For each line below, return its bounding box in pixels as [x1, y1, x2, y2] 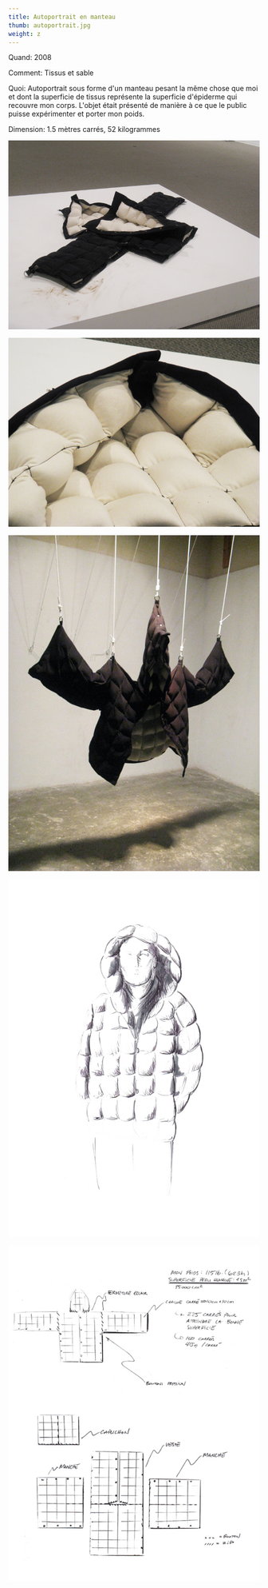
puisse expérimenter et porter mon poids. [8, 109, 145, 119]
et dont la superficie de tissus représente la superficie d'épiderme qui [8, 92, 238, 102]
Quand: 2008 [8, 53, 52, 62]
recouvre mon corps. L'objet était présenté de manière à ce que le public [8, 101, 247, 110]
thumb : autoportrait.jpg [8, 21, 91, 30]
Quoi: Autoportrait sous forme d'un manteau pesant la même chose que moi [8, 84, 258, 94]
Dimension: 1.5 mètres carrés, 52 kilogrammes [8, 125, 161, 134]
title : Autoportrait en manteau [8, 13, 116, 21]
